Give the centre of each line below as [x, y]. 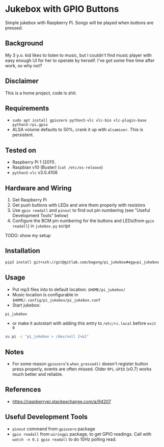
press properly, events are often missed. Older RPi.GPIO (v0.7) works [82, 369]
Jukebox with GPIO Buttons [62, 9]
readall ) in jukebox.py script [41, 226]
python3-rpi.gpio [30, 125]
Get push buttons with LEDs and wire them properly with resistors [79, 205]
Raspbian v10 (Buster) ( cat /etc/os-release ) [57, 168]
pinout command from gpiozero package [54, 429]
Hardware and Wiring [39, 188]
